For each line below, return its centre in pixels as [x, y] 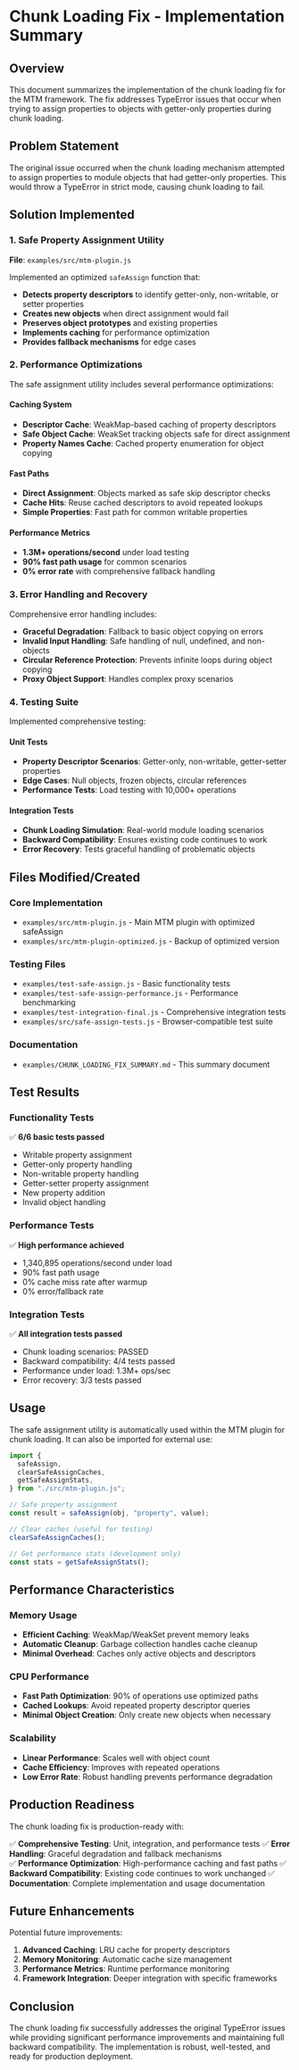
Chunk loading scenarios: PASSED [85, 1351]
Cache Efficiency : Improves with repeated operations [121, 1767]
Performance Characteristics [92, 1589]
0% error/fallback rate [63, 1291]
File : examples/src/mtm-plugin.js [71, 260]
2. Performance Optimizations [76, 365]
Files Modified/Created [75, 877]
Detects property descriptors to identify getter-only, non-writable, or [150, 294]
